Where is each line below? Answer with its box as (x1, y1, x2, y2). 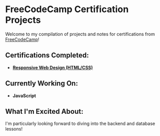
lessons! (5, 126, 23, 132)
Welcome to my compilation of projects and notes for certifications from (5, 31, 155, 37)
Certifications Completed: (5, 51, 89, 60)
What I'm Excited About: (5, 107, 84, 116)
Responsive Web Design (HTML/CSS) (12, 64, 93, 70)
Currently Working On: (5, 79, 78, 88)
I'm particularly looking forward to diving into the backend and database (5, 120, 155, 127)
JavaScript (12, 93, 36, 99)
